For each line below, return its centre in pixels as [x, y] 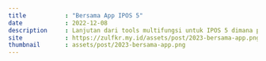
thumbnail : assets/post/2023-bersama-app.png [97, 45]
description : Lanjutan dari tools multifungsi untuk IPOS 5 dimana [131, 30]
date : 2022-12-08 [58, 23]
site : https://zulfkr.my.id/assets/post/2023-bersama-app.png [134, 38]
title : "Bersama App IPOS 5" [76, 15]
